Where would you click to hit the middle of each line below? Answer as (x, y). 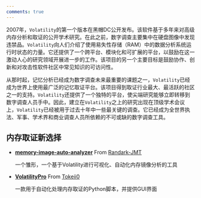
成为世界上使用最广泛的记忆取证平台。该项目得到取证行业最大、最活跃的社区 (100, 87)
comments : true (25, 12)
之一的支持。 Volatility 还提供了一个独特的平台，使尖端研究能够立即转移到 (98, 95)
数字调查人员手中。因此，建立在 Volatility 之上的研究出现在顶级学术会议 (96, 102)
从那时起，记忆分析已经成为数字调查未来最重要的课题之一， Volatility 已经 (98, 80)
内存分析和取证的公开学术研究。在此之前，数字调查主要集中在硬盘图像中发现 (100, 37)
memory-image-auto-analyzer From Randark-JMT (78, 153)
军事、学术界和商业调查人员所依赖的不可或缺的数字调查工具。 (92, 117)
